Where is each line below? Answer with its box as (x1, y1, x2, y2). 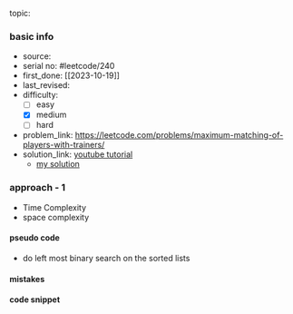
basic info (9, 30, 54, 43)
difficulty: (22, 90, 59, 101)
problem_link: (22, 130, 73, 141)
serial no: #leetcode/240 (22, 61, 115, 72)
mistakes (9, 273, 45, 284)
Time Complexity (22, 201, 87, 212)
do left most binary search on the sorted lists (22, 252, 190, 263)
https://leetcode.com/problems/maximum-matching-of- (74, 130, 284, 141)
